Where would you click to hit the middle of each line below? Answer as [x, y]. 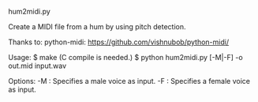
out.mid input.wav [37, 66]
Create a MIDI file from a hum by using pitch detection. [97, 26]
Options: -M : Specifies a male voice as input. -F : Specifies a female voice [129, 81]
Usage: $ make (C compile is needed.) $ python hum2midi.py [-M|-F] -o [125, 57]
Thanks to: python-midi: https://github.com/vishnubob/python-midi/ [119, 42]
